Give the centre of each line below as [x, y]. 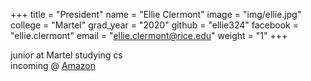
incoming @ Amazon [53, 65]
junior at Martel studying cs [66, 55]
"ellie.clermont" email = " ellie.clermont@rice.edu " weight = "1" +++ [149, 35]
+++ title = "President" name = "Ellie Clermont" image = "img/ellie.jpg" [156, 14]
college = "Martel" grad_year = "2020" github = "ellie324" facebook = [154, 25]
